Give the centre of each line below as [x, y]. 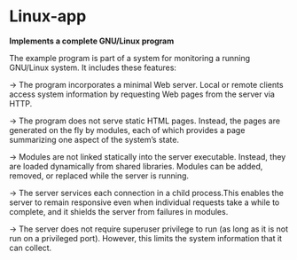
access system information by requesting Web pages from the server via [142, 94]
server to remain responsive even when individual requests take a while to [145, 202]
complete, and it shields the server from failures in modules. [119, 211]
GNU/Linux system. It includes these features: [93, 67]
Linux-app [48, 16]
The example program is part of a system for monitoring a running [130, 58]
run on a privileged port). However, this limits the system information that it [145, 238]
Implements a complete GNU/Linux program [92, 41]
